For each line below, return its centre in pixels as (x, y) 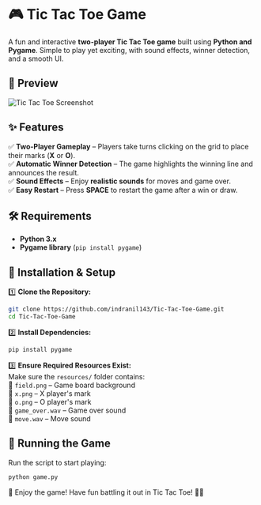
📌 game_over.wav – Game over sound (67, 410)
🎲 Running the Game (59, 444)
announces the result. (43, 172)
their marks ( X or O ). (42, 155)
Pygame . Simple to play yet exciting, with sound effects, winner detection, (129, 50)
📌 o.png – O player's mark (50, 401)
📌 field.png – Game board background (72, 385)
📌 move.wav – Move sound (49, 418)
